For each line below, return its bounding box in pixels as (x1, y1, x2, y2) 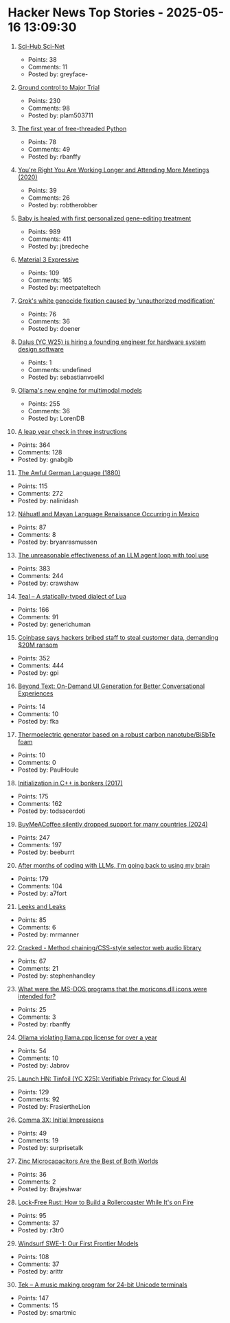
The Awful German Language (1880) (17, 468, 121, 476)
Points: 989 (27, 227, 61, 235)
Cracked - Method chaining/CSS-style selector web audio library (17, 943, 202, 952)
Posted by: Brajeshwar (17, 1184, 82, 1193)
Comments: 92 (17, 1095, 60, 1103)
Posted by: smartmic (17, 1308, 76, 1316)
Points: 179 (17, 874, 49, 883)
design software (17, 345, 64, 353)
